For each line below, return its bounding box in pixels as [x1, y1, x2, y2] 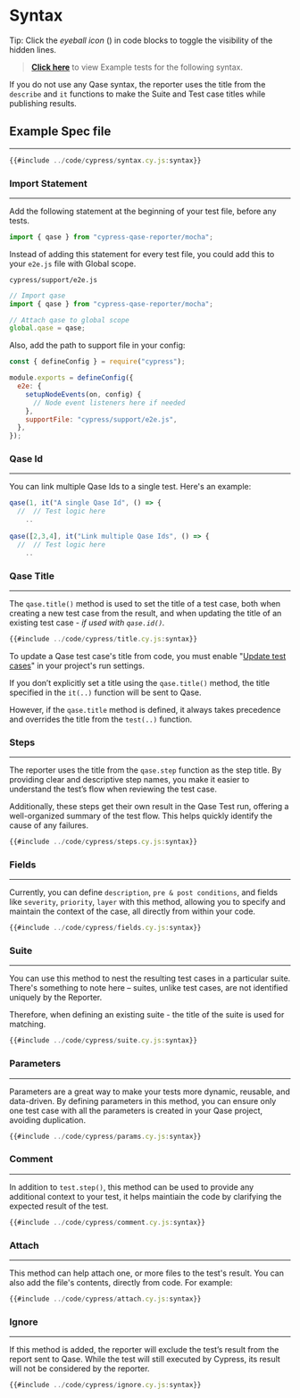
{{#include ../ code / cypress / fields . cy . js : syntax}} [9, 924, 202, 933]
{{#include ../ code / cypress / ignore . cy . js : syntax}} [9, 1381, 202, 1390]
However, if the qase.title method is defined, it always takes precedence [9, 704, 281, 715]
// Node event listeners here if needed [32, 398, 186, 407]
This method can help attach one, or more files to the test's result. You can [9, 1268, 284, 1278]
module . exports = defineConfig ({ [9, 373, 134, 382]
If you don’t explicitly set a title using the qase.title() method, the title [9, 677, 271, 688]
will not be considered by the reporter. [9, 1363, 150, 1374]
